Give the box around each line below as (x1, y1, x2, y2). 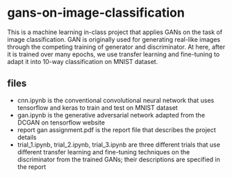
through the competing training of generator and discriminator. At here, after (7, 42, 226, 51)
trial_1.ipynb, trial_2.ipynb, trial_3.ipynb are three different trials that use (17, 140, 221, 149)
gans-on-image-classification (7, 5, 185, 21)
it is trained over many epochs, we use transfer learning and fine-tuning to (7, 50, 220, 58)
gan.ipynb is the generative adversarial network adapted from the (17, 111, 206, 119)
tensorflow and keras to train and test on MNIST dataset (17, 103, 179, 112)
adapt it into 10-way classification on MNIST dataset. (7, 57, 158, 65)
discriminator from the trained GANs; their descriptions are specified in (17, 155, 220, 163)
